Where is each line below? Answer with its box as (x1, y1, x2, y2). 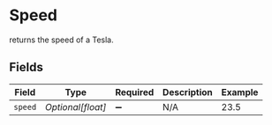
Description (162, 85, 214, 98)
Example (221, 85, 259, 98)
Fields (9, 60, 44, 75)
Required (114, 85, 155, 98)
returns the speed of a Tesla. (9, 34, 114, 45)
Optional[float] (44, 100, 107, 113)
